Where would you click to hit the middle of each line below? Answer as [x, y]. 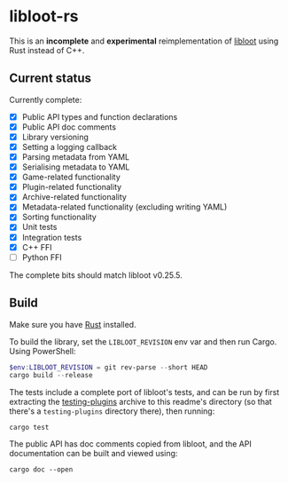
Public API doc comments [69, 127]
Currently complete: [46, 99]
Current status [50, 79]
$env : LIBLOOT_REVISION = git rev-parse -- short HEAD [109, 367]
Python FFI [42, 257]
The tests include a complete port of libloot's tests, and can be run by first [144, 392]
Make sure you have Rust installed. [73, 324]
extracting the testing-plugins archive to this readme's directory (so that [140, 402]
